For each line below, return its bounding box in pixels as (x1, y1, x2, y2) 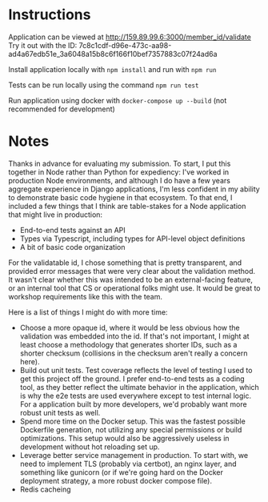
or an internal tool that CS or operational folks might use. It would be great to (8, 283, 261, 293)
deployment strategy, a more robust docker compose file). (19, 476, 212, 485)
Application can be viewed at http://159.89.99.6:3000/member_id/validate (8, 32, 252, 42)
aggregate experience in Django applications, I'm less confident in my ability (8, 184, 260, 194)
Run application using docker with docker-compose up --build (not (8, 95, 227, 105)
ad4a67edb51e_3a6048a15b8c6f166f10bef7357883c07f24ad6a (8, 49, 218, 58)
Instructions (8, 6, 91, 24)
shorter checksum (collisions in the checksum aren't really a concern (19, 348, 248, 358)
